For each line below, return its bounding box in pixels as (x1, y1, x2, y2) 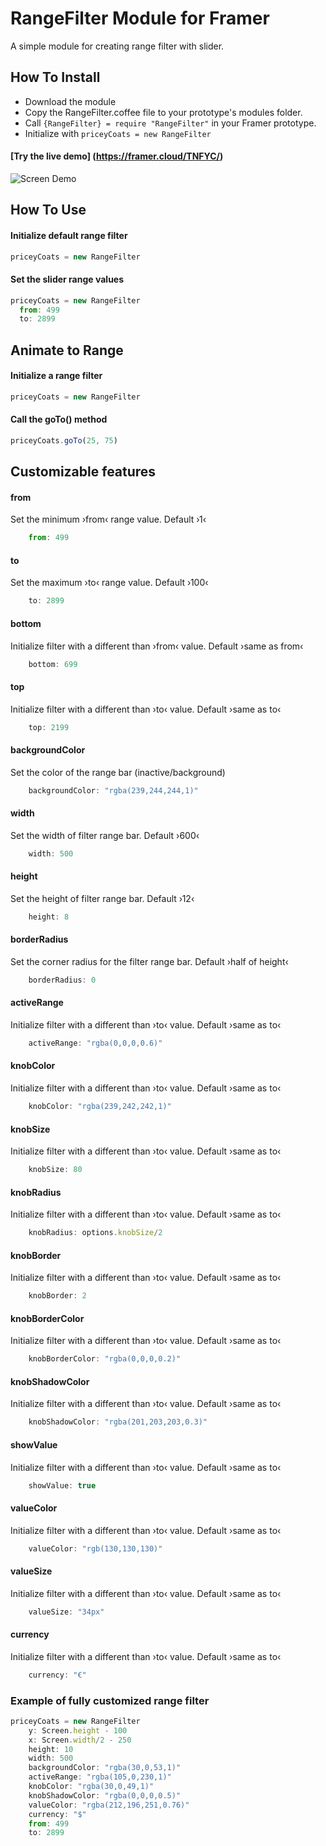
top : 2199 (28, 722, 70, 732)
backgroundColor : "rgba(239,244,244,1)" (28, 785, 199, 796)
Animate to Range (10, 342, 124, 359)
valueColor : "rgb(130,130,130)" (28, 1543, 163, 1554)
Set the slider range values (10, 273, 125, 286)
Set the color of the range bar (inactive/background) (10, 766, 226, 778)
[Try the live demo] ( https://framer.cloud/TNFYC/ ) (10, 150, 224, 162)
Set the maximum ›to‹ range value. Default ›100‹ (10, 577, 209, 589)
